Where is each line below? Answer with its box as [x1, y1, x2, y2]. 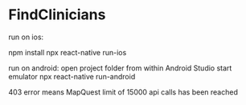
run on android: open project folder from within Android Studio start [8, 63, 232, 73]
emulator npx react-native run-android [8, 71, 136, 81]
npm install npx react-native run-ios [8, 47, 127, 57]
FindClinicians [8, 6, 106, 24]
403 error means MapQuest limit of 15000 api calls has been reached [8, 87, 239, 97]
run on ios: [8, 32, 44, 42]
